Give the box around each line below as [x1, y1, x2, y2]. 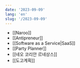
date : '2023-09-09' [5, 7, 45, 12]
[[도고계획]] [12, 58, 35, 64]
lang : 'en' [5, 12, 28, 17]
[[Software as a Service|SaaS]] [12, 40, 76, 46]
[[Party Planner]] [12, 45, 47, 52]
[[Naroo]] [12, 30, 32, 36]
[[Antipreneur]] [12, 35, 43, 41]
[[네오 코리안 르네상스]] [12, 51, 58, 57]
